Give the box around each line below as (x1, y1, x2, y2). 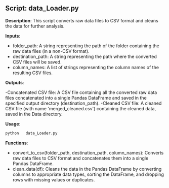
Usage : (5, 120, 21, 127)
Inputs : (5, 33, 21, 39)
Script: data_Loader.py (5, 4, 79, 13)
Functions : (5, 140, 28, 146)
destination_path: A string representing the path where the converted (12, 53, 157, 59)
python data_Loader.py (5, 131, 58, 136)
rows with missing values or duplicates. (12, 176, 95, 182)
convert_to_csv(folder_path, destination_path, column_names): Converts (12, 149, 164, 155)
